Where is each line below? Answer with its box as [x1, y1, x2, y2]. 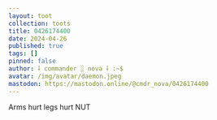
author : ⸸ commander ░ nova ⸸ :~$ [8, 65, 124, 73]
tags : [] [8, 49, 38, 58]
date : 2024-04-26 [8, 34, 67, 43]
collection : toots [8, 19, 71, 28]
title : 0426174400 [8, 27, 71, 35]
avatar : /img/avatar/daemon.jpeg [8, 72, 122, 80]
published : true [8, 42, 63, 50]
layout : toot [8, 11, 53, 20]
